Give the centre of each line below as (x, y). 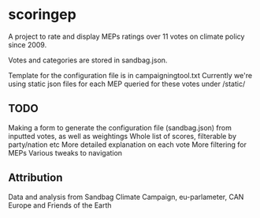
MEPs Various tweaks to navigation (65, 152)
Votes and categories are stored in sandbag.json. (88, 60)
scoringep (42, 15)
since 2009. (28, 44)
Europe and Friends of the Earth (60, 205)
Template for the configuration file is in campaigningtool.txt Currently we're (130, 75)
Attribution (35, 178)
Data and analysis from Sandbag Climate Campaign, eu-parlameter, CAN (126, 197)
